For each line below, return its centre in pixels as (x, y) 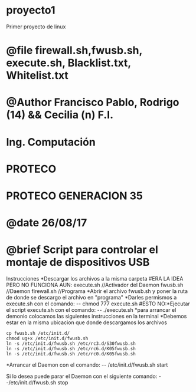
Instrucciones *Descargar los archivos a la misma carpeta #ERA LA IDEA (95, 279)
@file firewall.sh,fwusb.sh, (74, 50)
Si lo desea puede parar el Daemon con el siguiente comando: (82, 376)
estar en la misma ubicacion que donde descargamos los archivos (86, 322)
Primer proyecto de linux (36, 27)
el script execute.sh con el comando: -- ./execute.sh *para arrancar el (91, 310)
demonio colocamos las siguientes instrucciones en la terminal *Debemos (97, 316)
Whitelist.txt (37, 76)
